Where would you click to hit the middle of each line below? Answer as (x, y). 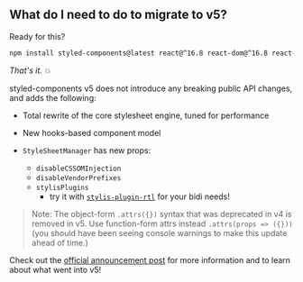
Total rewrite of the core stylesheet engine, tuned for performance (146, 115)
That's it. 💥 (30, 70)
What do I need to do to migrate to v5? (119, 15)
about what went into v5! (55, 269)
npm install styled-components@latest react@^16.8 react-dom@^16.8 (139, 53)
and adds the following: (53, 97)
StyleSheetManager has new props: (87, 150)
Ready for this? (37, 36)
